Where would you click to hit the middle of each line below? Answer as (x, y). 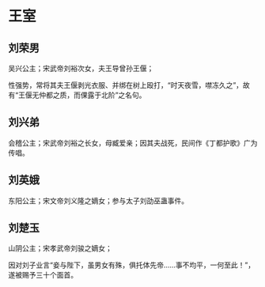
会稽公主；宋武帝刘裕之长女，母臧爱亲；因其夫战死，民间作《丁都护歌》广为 (133, 142)
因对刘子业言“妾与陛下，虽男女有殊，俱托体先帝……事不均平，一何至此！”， (132, 265)
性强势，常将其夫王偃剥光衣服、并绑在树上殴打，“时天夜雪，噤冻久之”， (126, 85)
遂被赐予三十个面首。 (43, 275)
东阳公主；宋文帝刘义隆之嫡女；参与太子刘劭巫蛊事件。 (98, 200)
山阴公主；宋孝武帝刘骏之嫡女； (60, 248)
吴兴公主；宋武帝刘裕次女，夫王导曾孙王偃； (81, 68)
